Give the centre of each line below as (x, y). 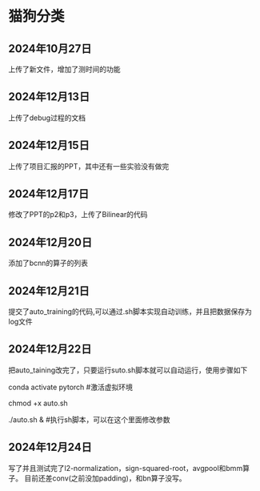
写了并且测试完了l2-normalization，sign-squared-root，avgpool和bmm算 (129, 468)
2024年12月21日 (49, 290)
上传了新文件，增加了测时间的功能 (64, 69)
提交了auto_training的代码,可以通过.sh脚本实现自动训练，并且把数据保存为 (130, 312)
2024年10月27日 (50, 48)
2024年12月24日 (50, 447)
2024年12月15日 (49, 145)
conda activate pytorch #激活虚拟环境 (71, 387)
